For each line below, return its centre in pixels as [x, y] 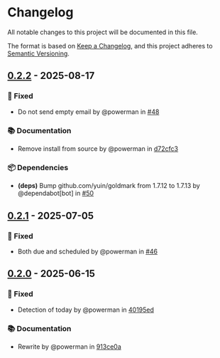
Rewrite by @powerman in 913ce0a [70, 347]
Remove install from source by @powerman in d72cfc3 [98, 148]
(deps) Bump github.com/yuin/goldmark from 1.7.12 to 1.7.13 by [109, 186]
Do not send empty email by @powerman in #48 [88, 112]
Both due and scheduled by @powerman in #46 [88, 251]
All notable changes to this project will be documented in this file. [103, 32]
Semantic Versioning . [38, 53]
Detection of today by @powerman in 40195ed [86, 310]
